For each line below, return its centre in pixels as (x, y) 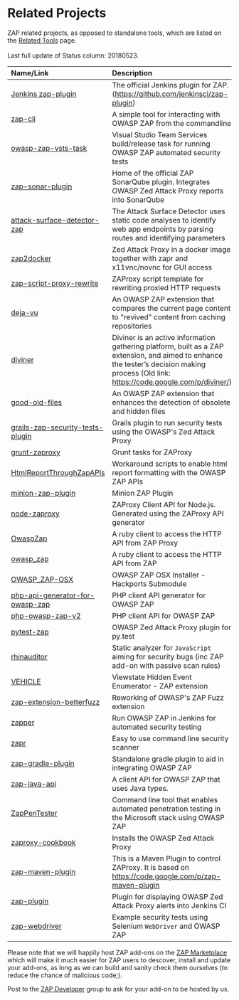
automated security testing (157, 727)
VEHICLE (26, 681)
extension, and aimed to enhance (167, 355)
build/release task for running (161, 144)
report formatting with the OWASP (169, 472)
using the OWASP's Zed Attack (164, 432)
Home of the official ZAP (153, 173)
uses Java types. (140, 788)
